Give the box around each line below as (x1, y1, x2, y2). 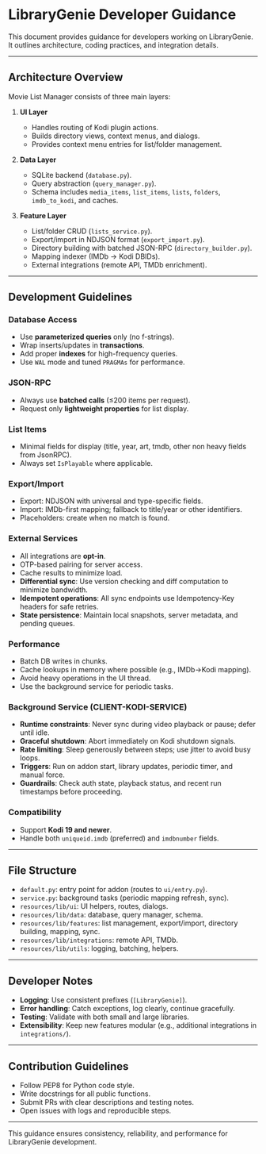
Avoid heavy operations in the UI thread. (19, 673, 151, 683)
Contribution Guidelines (8, 1060, 129, 1073)
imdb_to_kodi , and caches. (31, 195, 119, 205)
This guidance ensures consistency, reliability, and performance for (8, 1129, 228, 1138)
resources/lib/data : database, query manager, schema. (19, 910, 203, 920)
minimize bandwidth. (19, 585, 89, 594)
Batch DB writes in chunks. (19, 656, 108, 666)
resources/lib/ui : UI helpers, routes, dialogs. (19, 902, 169, 911)
